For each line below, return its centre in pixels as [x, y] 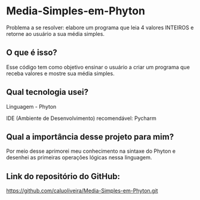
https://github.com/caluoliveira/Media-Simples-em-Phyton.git [82, 191]
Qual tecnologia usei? [47, 92]
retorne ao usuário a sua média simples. [56, 33]
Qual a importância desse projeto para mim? [90, 136]
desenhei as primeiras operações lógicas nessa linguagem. [79, 158]
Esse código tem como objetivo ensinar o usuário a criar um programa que [98, 67]
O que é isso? [32, 53]
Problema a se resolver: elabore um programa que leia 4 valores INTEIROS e [100, 27]
